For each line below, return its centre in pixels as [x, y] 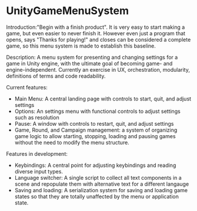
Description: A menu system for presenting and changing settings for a [92, 57]
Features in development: [37, 153]
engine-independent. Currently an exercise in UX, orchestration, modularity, [98, 69]
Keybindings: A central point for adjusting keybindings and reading [95, 165]
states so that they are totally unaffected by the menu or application [97, 196]
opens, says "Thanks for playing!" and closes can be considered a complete [98, 39]
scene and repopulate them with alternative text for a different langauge [102, 184]
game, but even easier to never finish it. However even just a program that [96, 33]
